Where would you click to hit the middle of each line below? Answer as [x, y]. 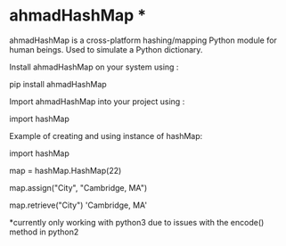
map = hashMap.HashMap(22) [65, 170]
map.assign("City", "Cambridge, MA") [78, 187]
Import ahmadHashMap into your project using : [97, 101]
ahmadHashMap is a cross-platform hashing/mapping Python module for [143, 40]
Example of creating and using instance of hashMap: [106, 135]
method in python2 [44, 232]
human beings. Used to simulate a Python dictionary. [106, 49]
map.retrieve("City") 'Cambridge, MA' [78, 205]
